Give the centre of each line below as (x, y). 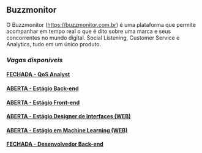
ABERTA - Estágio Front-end (43, 102)
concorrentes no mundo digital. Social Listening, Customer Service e (93, 37)
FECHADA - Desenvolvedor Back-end (55, 144)
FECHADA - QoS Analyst (38, 74)
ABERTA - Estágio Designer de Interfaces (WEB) (69, 116)
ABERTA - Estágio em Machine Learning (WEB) (67, 130)
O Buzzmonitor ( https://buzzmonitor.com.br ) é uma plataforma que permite (101, 24)
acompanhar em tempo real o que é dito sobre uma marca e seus (89, 31)
